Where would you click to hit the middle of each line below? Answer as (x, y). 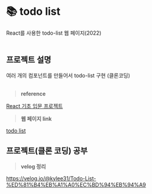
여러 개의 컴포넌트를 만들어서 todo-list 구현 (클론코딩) (68, 75)
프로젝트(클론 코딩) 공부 (47, 151)
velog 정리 (33, 166)
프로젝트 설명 (29, 60)
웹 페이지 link (36, 118)
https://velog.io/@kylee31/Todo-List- (51, 178)
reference (33, 94)
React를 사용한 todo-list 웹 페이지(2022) (54, 33)
